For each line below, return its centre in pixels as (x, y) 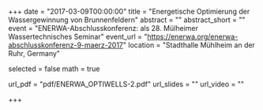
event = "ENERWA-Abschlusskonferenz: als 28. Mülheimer (103, 28)
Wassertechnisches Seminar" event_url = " (78, 36)
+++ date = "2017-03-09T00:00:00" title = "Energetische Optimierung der (129, 11)
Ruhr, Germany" (34, 53)
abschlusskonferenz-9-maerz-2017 (66, 45)
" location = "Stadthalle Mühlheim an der (189, 45)
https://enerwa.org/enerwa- (193, 36)
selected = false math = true (54, 69)
